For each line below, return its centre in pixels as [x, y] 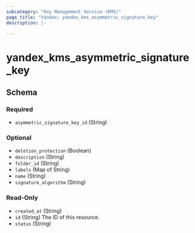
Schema [22, 92]
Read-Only [22, 198]
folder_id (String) [37, 163]
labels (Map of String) [42, 170]
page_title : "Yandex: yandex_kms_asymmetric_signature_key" [83, 17]
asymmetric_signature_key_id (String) [61, 122]
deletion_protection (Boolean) [53, 151]
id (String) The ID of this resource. [57, 217]
